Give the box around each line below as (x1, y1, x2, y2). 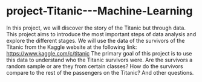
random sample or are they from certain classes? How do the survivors (6, 62, 183, 70)
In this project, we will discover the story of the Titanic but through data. (6, 24, 186, 31)
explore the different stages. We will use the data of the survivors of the (6, 37, 185, 44)
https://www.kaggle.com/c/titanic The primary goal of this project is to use (6, 49, 192, 57)
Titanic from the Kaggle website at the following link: (6, 43, 137, 51)
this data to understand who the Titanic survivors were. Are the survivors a (6, 56, 193, 63)
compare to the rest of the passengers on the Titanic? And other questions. (6, 69, 194, 76)
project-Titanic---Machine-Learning (6, 4, 193, 18)
